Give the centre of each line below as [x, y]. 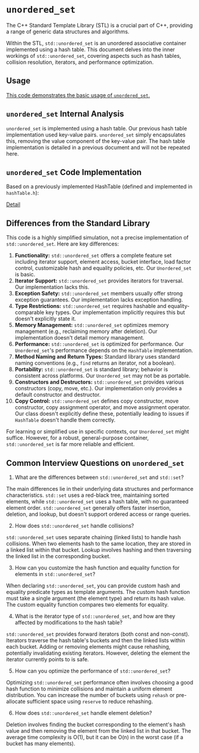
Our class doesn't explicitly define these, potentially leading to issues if [102, 414]
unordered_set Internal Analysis [65, 114]
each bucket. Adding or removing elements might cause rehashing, [88, 647]
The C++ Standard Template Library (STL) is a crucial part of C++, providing [99, 25]
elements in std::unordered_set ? [55, 574]
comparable [29, 312]
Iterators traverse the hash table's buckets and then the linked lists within [96, 640]
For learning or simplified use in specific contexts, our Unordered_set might [98, 432]
